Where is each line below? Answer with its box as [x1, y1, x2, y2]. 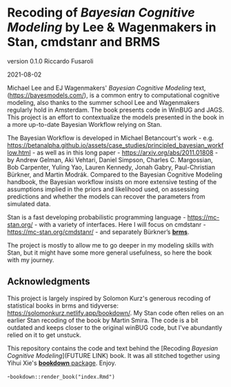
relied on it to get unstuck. [7, 330, 81, 339]
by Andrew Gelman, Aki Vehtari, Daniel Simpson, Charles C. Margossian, [7, 155, 213, 163]
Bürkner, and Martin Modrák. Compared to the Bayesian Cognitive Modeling [7, 170, 223, 179]
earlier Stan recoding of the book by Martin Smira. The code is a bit [7, 316, 199, 324]
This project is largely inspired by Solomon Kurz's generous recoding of [7, 294, 211, 302]
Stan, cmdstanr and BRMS [7, 34, 161, 50]
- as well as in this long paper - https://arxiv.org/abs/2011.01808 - [32, 148, 219, 157]
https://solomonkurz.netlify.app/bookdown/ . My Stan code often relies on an [7, 308, 224, 317]
